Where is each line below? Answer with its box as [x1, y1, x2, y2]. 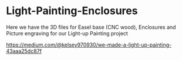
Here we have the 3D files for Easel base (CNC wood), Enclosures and [6, 24, 176, 31]
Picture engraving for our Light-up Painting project [6, 29, 128, 36]
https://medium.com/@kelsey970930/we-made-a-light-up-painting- [6, 41, 172, 48]
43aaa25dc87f [6, 47, 42, 54]
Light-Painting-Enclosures [6, 4, 138, 18]
